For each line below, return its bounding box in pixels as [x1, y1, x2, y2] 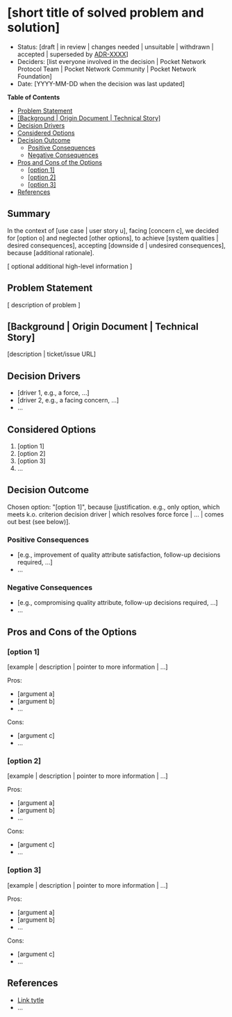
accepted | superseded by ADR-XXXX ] [17, 50, 129, 58]
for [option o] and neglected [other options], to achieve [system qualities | [7, 234, 219, 242]
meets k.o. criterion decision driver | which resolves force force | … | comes [7, 510, 224, 519]
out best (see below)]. [7, 517, 71, 526]
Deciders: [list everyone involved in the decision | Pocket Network [17, 57, 206, 65]
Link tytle [17, 995, 44, 1004]
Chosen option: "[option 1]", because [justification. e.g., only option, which [7, 503, 220, 511]
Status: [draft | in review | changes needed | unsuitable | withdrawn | [17, 42, 214, 51]
